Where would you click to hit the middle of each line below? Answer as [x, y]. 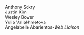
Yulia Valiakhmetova [25, 22]
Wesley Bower [20, 17]
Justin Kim [16, 12]
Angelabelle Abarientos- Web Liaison [42, 27]
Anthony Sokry [20, 7]
